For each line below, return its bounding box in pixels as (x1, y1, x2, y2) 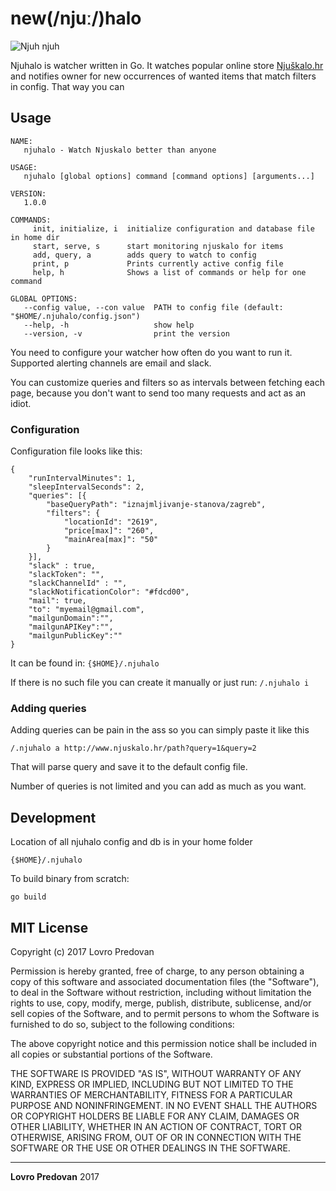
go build (10, 892, 47, 902)
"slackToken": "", (28, 570, 105, 580)
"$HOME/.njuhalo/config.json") (10, 311, 141, 321)
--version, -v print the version (23, 328, 230, 339)
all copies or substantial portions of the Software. (10, 1048, 213, 1060)
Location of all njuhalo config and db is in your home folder (10, 836, 253, 848)
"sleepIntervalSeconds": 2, (28, 482, 145, 492)
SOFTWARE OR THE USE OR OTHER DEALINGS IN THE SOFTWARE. (10, 1142, 291, 1154)
